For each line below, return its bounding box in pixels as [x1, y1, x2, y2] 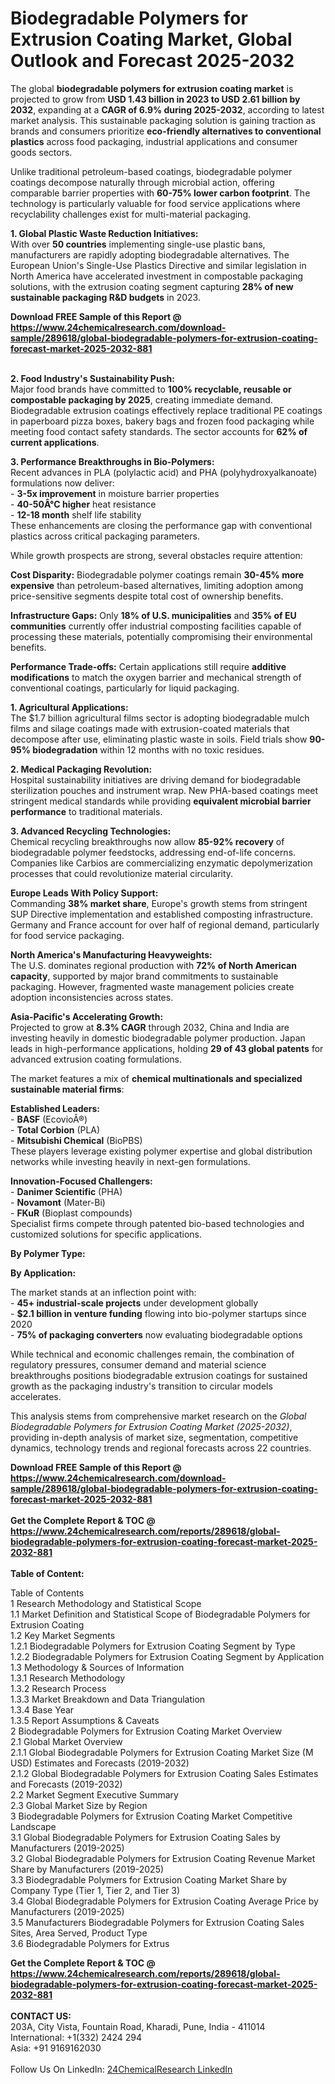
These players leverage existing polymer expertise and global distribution [10, 1145, 313, 1157]
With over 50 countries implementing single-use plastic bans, [10, 238, 266, 250]
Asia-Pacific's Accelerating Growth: [10, 1010, 164, 1022]
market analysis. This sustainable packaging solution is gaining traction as [10, 114, 316, 126]
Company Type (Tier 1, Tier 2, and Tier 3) [10, 1884, 181, 1896]
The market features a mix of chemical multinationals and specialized [10, 1072, 303, 1084]
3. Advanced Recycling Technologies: [10, 825, 172, 837]
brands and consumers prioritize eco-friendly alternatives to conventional [10, 125, 322, 137]
